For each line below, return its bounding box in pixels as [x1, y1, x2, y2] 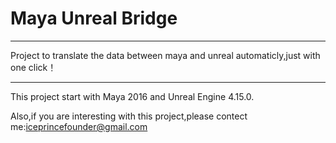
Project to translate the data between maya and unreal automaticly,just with [10, 49, 321, 61]
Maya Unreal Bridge [10, 7, 178, 30]
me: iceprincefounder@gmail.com [10, 120, 148, 132]
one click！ [10, 61, 57, 73]
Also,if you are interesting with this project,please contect [10, 110, 248, 122]
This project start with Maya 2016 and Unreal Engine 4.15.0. [10, 90, 255, 102]
